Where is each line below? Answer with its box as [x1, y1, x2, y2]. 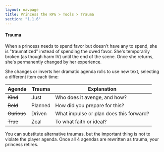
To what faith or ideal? [55, 118, 107, 125]
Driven [31, 110, 47, 117]
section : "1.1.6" [5, 16, 41, 21]
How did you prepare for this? [55, 102, 124, 109]
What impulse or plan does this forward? [55, 110, 150, 117]
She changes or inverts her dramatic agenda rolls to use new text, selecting [5, 68, 160, 75]
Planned [31, 102, 51, 109]
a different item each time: [5, 74, 59, 79]
